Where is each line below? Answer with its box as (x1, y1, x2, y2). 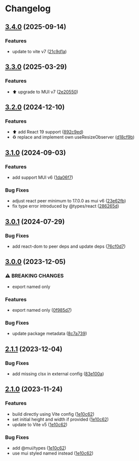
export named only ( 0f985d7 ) (12, 307, 72, 313)
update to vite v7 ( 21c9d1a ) (12, 48, 67, 54)
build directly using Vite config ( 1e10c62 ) (12, 411, 94, 417)
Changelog (5, 3, 51, 14)
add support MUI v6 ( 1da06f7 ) (12, 174, 73, 180)
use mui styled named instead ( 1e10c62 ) (12, 450, 94, 456)
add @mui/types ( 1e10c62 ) (12, 445, 67, 451)
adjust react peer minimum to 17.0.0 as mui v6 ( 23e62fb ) (12, 198, 126, 204)
